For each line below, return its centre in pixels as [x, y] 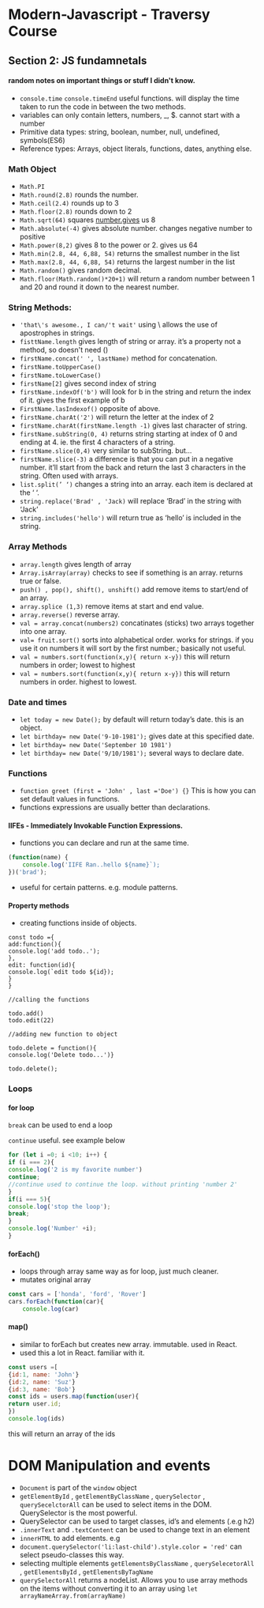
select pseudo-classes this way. [72, 1554]
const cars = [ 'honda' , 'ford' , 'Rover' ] [77, 1294]
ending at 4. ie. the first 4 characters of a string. [97, 442]
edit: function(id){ [42, 965]
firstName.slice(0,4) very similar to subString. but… [106, 451]
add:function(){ [35, 945]
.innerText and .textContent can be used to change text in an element [135, 1529]
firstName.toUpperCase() [60, 368]
